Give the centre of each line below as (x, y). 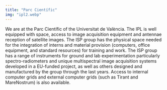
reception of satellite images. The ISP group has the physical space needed (83, 39)
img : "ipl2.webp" (23, 15)
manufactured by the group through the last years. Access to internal (77, 71)
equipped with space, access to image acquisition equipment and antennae (83, 34)
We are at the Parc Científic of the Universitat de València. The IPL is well (81, 29)
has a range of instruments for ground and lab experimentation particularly (82, 55)
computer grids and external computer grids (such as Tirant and (72, 77)
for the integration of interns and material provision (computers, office (77, 45)
